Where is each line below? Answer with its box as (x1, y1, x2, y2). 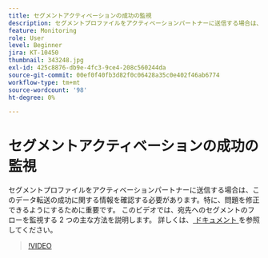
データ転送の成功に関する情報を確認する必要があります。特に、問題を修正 (14, 195, 260, 204)
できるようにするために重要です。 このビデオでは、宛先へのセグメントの (8, 205, 248, 215)
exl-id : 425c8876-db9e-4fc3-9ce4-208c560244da (8, 64, 166, 72)
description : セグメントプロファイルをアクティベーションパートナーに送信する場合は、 (8, 19, 262, 27)
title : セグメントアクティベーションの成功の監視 (8, 11, 152, 20)
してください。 (8, 225, 58, 235)
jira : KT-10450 (8, 49, 59, 57)
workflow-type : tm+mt (8, 78, 81, 86)
